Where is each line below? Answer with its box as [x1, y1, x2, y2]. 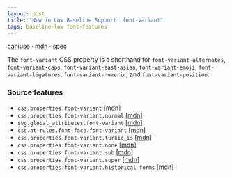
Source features [7, 88, 63, 97]
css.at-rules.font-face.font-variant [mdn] [17, 126, 146, 134]
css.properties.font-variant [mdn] [17, 104, 121, 112]
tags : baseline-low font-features [7, 23, 108, 30]
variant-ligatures [7, 72, 61, 79]
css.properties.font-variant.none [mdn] [17, 140, 137, 149]
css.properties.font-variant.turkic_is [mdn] [17, 133, 152, 141]
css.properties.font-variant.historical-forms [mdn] [17, 163, 174, 171]
